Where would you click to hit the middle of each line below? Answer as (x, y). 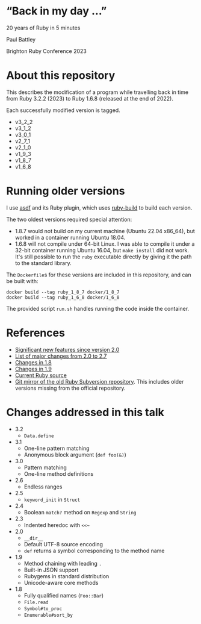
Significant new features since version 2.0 (67, 349)
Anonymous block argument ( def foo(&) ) (75, 454)
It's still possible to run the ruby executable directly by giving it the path (103, 257)
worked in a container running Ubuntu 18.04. (70, 237)
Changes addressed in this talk (85, 412)
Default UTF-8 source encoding (63, 544)
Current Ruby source (41, 375)
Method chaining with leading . (63, 563)
